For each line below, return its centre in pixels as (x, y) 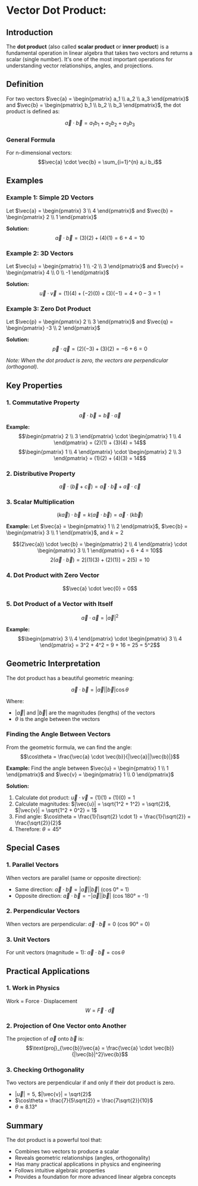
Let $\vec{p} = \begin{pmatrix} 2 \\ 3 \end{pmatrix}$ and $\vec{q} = (90, 322)
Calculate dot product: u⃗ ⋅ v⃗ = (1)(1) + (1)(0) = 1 (75, 797)
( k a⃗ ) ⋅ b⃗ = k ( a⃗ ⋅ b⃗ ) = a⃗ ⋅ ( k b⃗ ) (100, 515)
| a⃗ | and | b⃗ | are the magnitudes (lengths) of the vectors (85, 713)
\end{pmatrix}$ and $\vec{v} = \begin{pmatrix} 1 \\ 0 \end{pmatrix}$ (90, 774)
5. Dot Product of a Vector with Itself (59, 604)
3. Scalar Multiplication (40, 502)
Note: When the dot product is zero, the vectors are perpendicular (87, 360)
